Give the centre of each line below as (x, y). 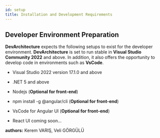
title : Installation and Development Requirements (59, 14)
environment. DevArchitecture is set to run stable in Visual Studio (73, 52)
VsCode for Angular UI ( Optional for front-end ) (61, 111)
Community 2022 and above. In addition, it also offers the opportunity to (80, 57)
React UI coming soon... (37, 121)
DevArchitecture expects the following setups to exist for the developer (79, 47)
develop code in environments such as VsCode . (54, 62)
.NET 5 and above (31, 82)
